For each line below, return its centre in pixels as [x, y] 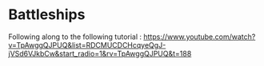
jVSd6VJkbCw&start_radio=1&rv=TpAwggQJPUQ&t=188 [100, 53]
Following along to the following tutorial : [75, 37]
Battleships [47, 15]
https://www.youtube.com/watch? [200, 37]
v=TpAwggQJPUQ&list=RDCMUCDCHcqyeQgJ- [87, 45]
